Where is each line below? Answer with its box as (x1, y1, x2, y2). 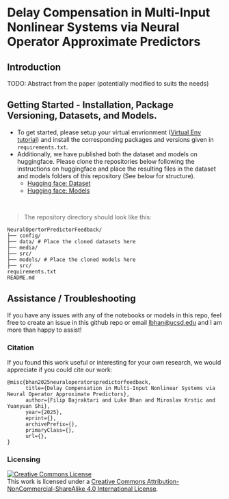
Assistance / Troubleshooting (7, 293, 137, 304)
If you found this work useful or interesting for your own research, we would (7, 358, 221, 366)
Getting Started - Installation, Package (7, 99, 174, 111)
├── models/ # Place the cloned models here (7, 256, 136, 263)
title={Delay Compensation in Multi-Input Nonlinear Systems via (25, 385, 215, 391)
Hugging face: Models (27, 186, 90, 195)
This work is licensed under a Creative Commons (7, 478, 146, 486)
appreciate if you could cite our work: (7, 365, 113, 374)
